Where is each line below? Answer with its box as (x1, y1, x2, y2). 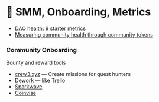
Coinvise (14, 90, 37, 97)
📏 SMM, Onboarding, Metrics (6, 5, 151, 19)
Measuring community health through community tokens (14, 31, 154, 38)
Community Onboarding (6, 45, 77, 54)
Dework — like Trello (14, 77, 66, 84)
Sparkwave (14, 83, 43, 90)
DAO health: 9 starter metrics (14, 25, 86, 32)
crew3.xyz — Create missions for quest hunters (14, 71, 131, 78)
